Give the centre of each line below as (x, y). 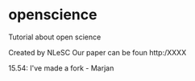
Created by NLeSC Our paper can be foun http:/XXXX (97, 52)
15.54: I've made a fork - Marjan (61, 68)
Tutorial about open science (55, 37)
